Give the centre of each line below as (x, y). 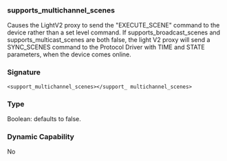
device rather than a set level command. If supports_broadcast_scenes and (114, 32)
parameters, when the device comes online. (69, 54)
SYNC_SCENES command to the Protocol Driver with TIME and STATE (106, 47)
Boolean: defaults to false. (44, 118)
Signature (24, 72)
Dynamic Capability (41, 136)
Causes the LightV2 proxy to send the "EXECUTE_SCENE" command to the (113, 25)
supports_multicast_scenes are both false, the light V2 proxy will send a (109, 40)
